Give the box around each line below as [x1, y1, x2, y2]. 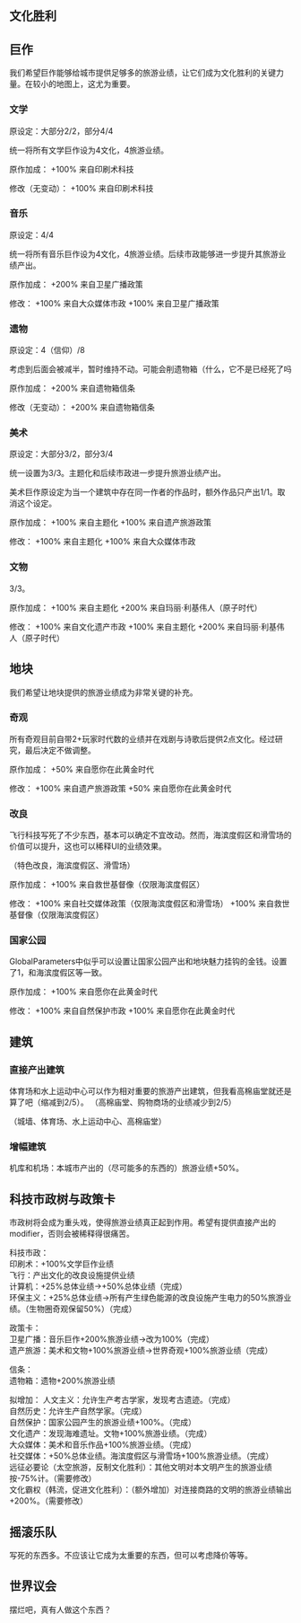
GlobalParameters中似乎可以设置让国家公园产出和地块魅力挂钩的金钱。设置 [9, 956, 288, 967]
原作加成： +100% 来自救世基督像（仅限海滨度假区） [9, 879, 205, 890]
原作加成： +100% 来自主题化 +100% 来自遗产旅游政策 [9, 517, 212, 528]
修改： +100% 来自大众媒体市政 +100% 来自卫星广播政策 [9, 297, 219, 308]
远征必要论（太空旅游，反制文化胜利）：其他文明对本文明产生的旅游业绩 [9, 1462, 272, 1473]
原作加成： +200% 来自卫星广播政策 [9, 278, 143, 289]
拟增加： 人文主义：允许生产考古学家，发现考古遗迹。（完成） [9, 1395, 236, 1406]
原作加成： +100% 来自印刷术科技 [9, 163, 134, 174]
